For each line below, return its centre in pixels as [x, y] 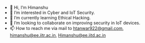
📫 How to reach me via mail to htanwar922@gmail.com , [67, 28]
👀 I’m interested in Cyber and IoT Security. [52, 13]
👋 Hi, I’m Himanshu [29, 7]
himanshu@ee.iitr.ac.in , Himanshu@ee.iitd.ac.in [58, 35]
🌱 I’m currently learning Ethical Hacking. [50, 18]
